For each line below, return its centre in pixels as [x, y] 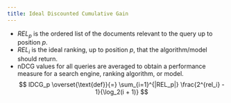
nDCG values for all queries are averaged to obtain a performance [111, 66]
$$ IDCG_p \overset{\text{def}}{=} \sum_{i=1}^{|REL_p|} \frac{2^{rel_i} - [122, 85]
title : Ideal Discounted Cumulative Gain [68, 14]
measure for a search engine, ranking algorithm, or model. [100, 74]
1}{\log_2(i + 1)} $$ [122, 92]
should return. [37, 59]
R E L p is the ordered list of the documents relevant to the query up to [115, 34]
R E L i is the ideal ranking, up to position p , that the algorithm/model [112, 51]
